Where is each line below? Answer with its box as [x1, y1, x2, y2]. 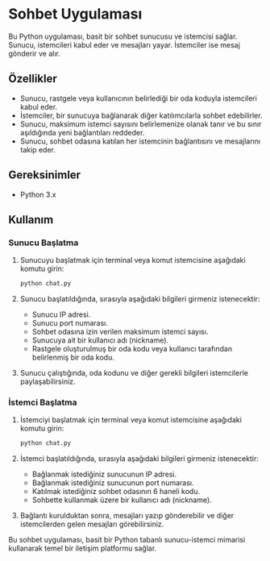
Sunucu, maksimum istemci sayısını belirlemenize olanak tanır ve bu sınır [19, 118, 262, 129]
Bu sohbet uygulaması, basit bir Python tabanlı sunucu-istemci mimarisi [8, 535, 246, 545]
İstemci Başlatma [8, 397, 78, 408]
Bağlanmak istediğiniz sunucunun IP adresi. [31, 469, 177, 480]
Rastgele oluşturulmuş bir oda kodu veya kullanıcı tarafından [31, 344, 232, 354]
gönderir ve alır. [8, 48, 60, 58]
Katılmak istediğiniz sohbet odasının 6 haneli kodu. [31, 487, 200, 497]
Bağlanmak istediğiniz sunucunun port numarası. [31, 478, 194, 488]
